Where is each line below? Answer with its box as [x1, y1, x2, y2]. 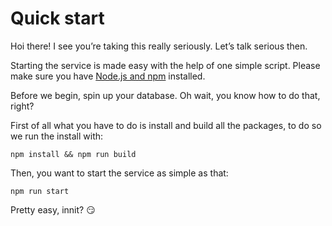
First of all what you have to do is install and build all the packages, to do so [10, 119, 322, 131]
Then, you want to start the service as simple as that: [10, 167, 229, 179]
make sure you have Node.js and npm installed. [10, 70, 206, 82]
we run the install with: [10, 130, 104, 142]
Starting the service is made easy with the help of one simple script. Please [10, 59, 321, 71]
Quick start [10, 7, 105, 30]
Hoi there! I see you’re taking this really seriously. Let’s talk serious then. [10, 40, 308, 52]
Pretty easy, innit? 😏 [10, 203, 96, 216]
